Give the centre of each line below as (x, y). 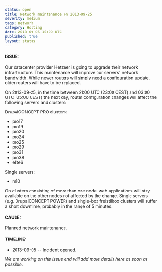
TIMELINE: (16, 239)
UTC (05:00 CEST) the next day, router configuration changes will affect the (81, 97)
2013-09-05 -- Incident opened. (44, 250)
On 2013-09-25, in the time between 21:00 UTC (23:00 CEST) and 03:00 (78, 92)
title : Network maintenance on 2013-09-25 (49, 14)
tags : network (19, 23)
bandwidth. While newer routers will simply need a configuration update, (78, 78)
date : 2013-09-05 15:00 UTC (33, 32)
